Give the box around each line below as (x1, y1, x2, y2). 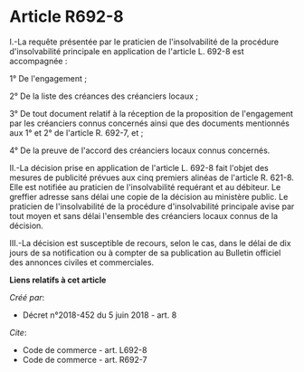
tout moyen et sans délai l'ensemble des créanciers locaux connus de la (9, 210, 279, 221)
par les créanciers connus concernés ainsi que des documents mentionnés (9, 118, 290, 129)
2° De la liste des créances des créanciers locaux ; (9, 91, 199, 101)
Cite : (9, 327, 27, 338)
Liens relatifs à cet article (9, 274, 107, 285)
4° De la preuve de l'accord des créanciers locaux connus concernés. (9, 145, 271, 156)
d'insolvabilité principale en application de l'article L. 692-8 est (9, 45, 244, 56)
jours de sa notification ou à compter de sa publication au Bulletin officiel (9, 247, 281, 258)
